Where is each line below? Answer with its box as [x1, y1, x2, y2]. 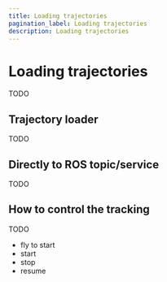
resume [20, 266, 46, 275]
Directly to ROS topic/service [8, 158, 160, 171]
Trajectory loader [8, 112, 99, 126]
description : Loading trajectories [8, 27, 130, 35]
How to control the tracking [8, 202, 151, 216]
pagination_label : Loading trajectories [8, 20, 148, 28]
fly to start [20, 240, 55, 249]
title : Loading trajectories [8, 11, 108, 20]
